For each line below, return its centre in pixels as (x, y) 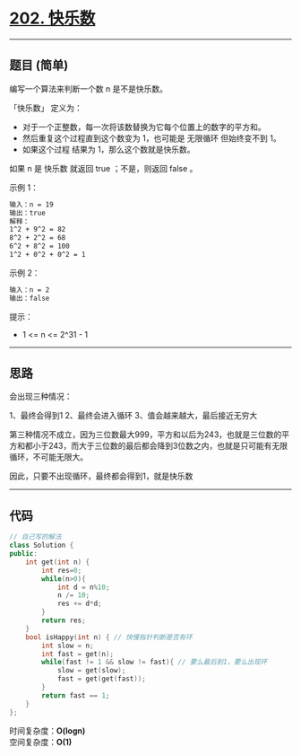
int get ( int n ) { (58, 562)
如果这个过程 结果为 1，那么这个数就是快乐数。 (108, 149)
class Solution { (42, 545)
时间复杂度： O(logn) (47, 730)
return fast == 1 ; (76, 695)
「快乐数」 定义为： (46, 108)
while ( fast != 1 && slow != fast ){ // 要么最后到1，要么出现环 (155, 662)
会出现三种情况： (41, 397)
